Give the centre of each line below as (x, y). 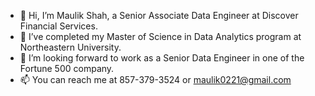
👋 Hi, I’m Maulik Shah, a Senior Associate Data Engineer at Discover (159, 15)
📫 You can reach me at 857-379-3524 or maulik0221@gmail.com (155, 79)
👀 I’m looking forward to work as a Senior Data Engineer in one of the (162, 58)
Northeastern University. (70, 47)
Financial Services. (58, 26)
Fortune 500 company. (67, 68)
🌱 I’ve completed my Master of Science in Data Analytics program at (160, 36)
